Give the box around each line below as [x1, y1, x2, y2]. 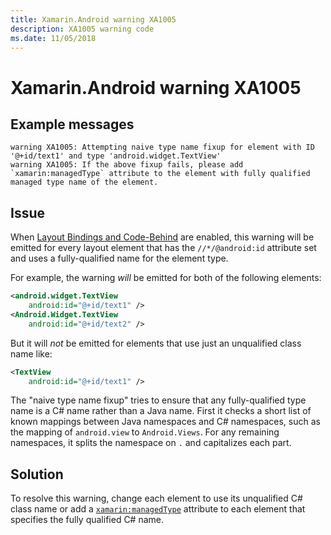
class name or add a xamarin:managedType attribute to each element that [10, 503, 306, 515]
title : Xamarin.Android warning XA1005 [10, 14, 177, 25]
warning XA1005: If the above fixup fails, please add [10, 160, 244, 170]
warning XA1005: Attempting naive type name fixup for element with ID [10, 142, 315, 153]
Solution [10, 466, 64, 483]
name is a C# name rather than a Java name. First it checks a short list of [10, 405, 312, 417]
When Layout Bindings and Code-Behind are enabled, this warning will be [10, 231, 315, 243]
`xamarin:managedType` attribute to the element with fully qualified [10, 169, 311, 179]
